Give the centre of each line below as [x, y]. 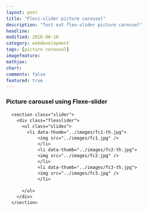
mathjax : [17, 62]
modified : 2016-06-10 [32, 37]
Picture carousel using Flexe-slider [57, 101]
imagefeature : [23, 56]
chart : [14, 68]
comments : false [26, 74]
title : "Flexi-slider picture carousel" [56, 18]
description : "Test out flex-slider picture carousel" [74, 25]
